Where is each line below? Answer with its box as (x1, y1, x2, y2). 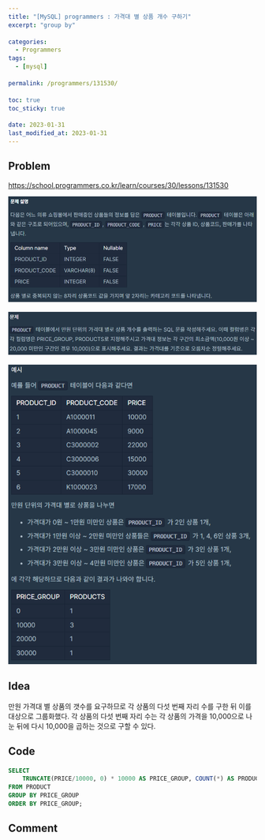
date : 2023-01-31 (8, 121, 65, 129)
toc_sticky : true (8, 104, 65, 112)
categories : (8, 38, 47, 46)
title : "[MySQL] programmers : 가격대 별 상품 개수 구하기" (8, 13, 192, 21)
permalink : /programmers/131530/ (8, 79, 118, 87)
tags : (8, 54, 26, 62)
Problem (8, 159, 51, 173)
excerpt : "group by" (8, 21, 77, 29)
